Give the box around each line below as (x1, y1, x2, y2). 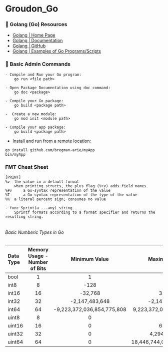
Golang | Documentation (12, 38, 63, 44)
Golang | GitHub (12, 43, 46, 49)
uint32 (7, 330, 23, 337)
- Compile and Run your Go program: (5, 72, 81, 77)
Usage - (28, 252, 48, 259)
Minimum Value (70, 256, 109, 263)
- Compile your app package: (5, 125, 66, 130)
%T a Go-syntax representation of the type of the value (5, 192, 137, 198)
